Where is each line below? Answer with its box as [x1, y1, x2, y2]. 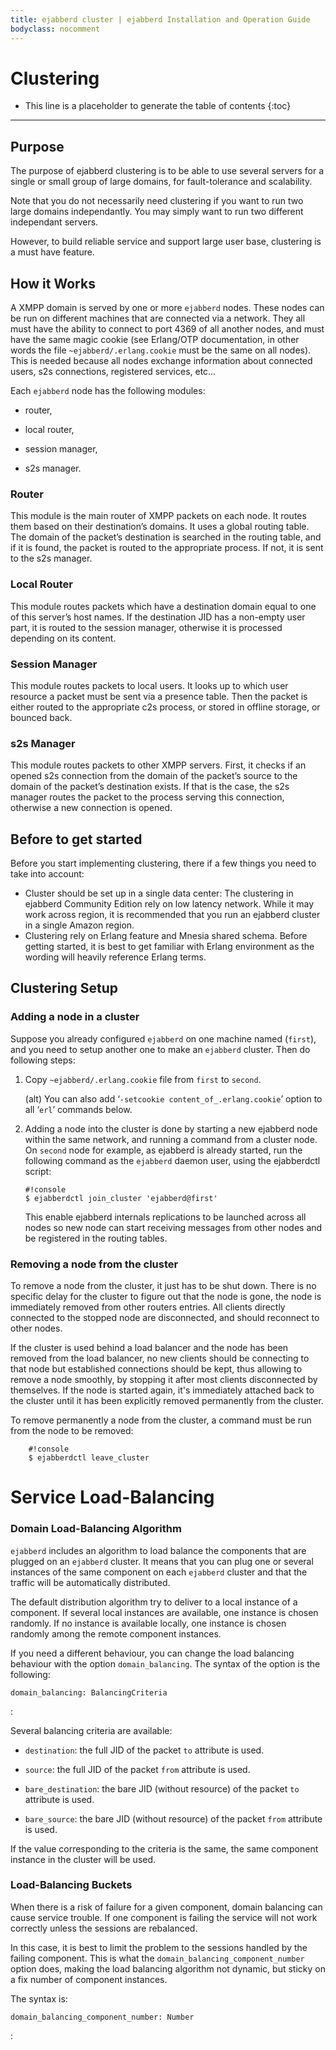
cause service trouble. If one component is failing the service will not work [10, 1911, 318, 1923]
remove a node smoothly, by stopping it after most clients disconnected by [10, 1374, 318, 1386]
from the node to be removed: [10, 1425, 134, 1437]
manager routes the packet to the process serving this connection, [10, 791, 285, 803]
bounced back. [10, 711, 73, 723]
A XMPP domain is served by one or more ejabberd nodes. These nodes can [10, 302, 325, 314]
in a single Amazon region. [24, 919, 135, 931]
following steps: [10, 1054, 76, 1066]
